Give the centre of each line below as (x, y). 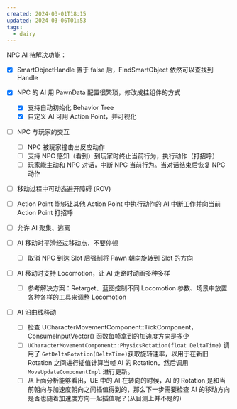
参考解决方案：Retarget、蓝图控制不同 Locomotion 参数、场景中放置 (127, 288)
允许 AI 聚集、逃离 (44, 227)
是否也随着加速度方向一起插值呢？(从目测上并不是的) (104, 398)
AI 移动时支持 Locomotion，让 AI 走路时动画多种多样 (94, 273)
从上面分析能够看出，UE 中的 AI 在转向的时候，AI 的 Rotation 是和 (123, 381)
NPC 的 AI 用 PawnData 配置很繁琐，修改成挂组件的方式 (99, 92)
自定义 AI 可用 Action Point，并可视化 (82, 116)
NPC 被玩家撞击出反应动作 (66, 147)
